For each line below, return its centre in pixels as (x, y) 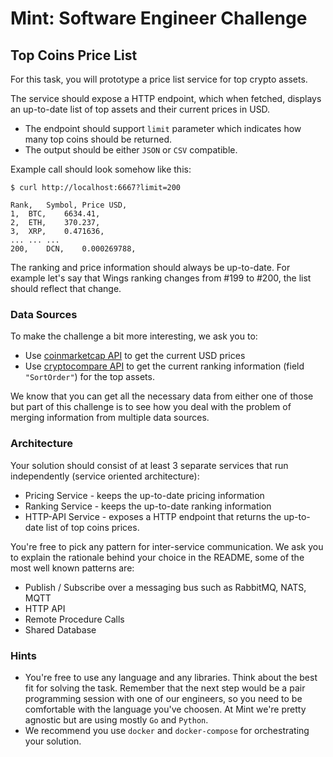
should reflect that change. (66, 288)
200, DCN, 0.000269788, (73, 249)
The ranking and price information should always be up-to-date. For (150, 267)
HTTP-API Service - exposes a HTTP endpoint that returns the (153, 516)
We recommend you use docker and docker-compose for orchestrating (167, 730)
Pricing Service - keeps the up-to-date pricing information (144, 495)
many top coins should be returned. (98, 139)
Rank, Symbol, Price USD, (69, 205)
